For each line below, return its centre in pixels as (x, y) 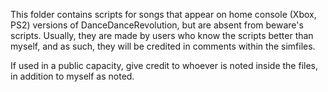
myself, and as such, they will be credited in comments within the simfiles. (163, 46)
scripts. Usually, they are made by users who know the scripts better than (162, 35)
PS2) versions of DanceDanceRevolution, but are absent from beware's (157, 25)
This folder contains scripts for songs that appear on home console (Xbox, (163, 14)
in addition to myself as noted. (72, 76)
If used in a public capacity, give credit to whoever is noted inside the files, (164, 65)
